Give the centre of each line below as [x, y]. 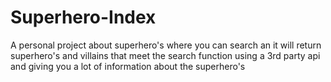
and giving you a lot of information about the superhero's [128, 66]
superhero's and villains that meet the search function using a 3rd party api [165, 55]
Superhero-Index [83, 17]
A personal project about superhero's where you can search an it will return [166, 45]
